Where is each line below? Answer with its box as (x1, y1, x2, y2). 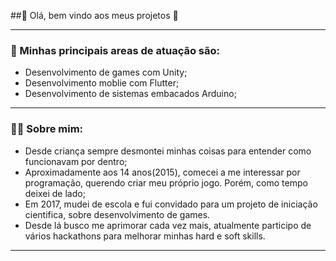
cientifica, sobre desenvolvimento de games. (24, 208, 211, 220)
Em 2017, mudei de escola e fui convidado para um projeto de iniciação (24, 198, 318, 210)
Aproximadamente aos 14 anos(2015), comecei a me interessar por (24, 166, 301, 178)
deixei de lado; (24, 187, 86, 199)
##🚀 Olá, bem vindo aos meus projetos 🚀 (10, 10, 179, 21)
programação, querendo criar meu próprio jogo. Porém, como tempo (24, 176, 308, 189)
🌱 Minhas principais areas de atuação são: (10, 43, 221, 57)
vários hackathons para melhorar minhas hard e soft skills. (24, 230, 266, 242)
